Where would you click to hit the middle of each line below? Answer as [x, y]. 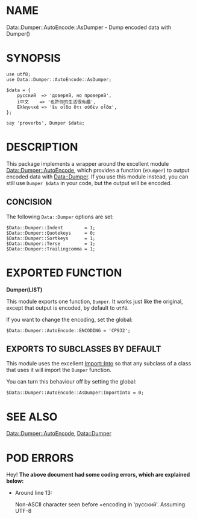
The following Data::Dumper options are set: [60, 217]
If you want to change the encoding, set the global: [70, 319]
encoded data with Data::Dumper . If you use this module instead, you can [97, 177]
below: [15, 481]
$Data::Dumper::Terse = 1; [51, 243]
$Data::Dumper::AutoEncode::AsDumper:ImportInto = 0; [75, 393]
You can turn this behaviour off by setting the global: [71, 382]
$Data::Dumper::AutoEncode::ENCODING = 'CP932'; [68, 330]
